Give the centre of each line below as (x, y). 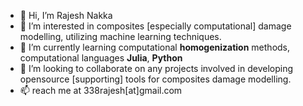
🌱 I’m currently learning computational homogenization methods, (155, 47)
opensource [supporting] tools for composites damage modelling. (155, 79)
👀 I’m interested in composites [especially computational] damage (155, 26)
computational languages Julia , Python (101, 58)
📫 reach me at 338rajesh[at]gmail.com (101, 90)
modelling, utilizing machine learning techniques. (120, 36)
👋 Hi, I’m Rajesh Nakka (66, 15)
